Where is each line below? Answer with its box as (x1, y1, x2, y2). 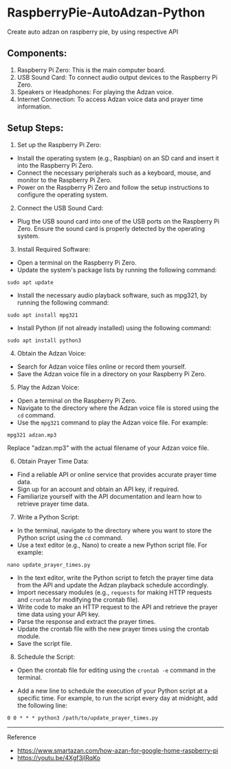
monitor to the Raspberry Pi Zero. (16, 175, 112, 184)
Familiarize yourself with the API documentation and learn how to (16, 492, 202, 500)
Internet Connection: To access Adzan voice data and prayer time (16, 95, 203, 103)
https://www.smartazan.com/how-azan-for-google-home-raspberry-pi (16, 746, 219, 755)
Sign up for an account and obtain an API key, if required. (16, 485, 179, 493)
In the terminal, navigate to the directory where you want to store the (16, 526, 212, 534)
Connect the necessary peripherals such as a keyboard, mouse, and (16, 169, 211, 177)
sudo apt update (7, 279, 54, 286)
